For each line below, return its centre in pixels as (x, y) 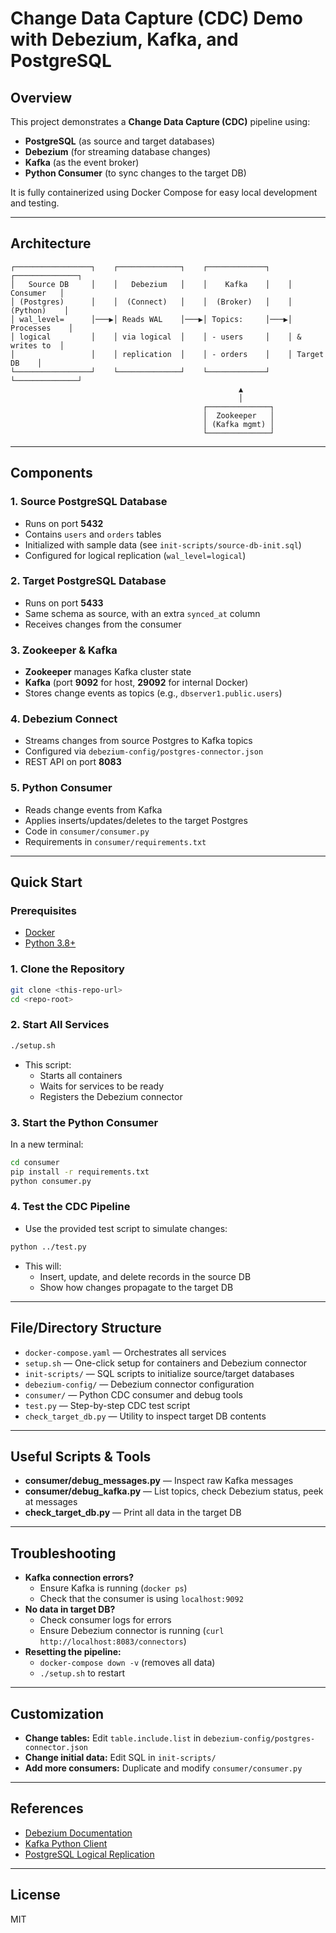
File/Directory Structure (86, 1328)
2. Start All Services (60, 1025)
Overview (41, 97)
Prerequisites (43, 910)
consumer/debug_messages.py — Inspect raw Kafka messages (159, 1481)
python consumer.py (51, 1181)
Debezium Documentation (78, 1833)
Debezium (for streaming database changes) (118, 151)
